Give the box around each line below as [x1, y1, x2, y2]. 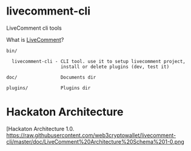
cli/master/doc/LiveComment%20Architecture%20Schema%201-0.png [6, 138, 185, 145]
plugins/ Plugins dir [6, 85, 91, 91]
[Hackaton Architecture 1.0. [6, 125, 75, 132]
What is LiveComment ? [6, 36, 64, 43]
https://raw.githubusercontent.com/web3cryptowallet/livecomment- [6, 132, 176, 139]
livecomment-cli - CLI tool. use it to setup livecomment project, [12, 58, 186, 64]
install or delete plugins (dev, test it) [60, 64, 170, 70]
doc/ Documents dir [6, 74, 96, 80]
